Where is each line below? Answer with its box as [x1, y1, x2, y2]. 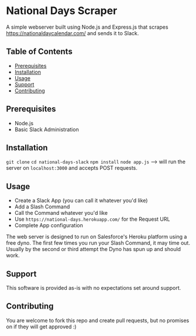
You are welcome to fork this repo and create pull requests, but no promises [6, 317, 190, 324]
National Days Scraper [6, 4, 118, 18]
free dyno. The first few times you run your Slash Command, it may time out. [6, 239, 190, 246]
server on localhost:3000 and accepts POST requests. [6, 164, 137, 172]
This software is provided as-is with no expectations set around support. [6, 284, 181, 291]
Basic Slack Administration [14, 126, 79, 133]
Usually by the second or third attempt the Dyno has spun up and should [6, 246, 181, 253]
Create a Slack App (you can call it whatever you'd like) [14, 197, 148, 204]
